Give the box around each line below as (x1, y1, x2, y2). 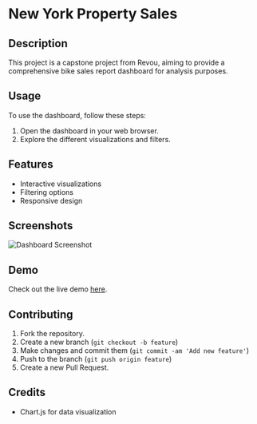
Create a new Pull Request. (19, 363, 109, 372)
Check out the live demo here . (8, 284, 108, 294)
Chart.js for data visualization (19, 406, 117, 416)
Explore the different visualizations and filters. (19, 134, 172, 144)
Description (8, 37, 68, 50)
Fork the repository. (19, 329, 85, 339)
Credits (8, 386, 46, 399)
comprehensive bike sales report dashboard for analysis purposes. (8, 66, 229, 76)
